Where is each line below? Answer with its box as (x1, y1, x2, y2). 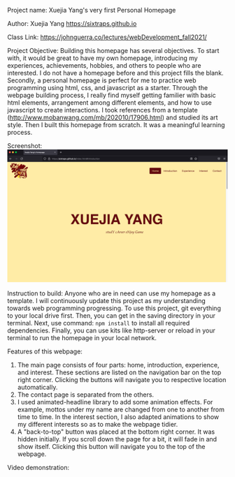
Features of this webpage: (7, 347, 83, 355)
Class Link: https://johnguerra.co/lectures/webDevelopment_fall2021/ (7, 33, 208, 41)
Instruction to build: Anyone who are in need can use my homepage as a (7, 289, 216, 298)
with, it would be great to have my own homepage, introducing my (7, 54, 198, 62)
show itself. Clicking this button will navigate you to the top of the (17, 442, 206, 450)
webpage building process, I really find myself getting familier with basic (7, 91, 217, 99)
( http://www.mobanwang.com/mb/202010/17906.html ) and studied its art (7, 113, 218, 122)
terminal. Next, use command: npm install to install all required (7, 318, 190, 327)
